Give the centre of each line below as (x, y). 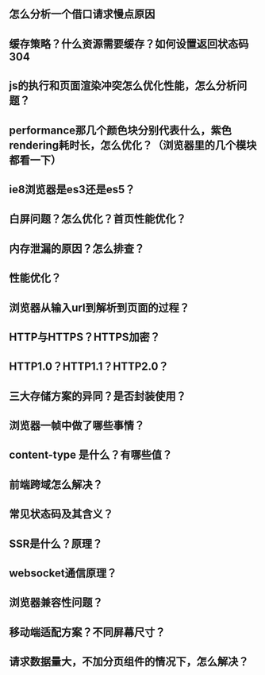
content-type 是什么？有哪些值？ (91, 455)
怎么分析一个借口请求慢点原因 (82, 14)
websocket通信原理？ (63, 574)
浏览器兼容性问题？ (56, 603)
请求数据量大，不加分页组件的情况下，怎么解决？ (129, 662)
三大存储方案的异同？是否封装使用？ (98, 396)
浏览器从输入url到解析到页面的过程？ (99, 307)
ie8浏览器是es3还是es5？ (72, 189)
